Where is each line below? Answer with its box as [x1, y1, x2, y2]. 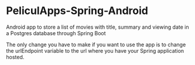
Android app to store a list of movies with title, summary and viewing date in [6, 23, 189, 30]
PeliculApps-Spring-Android [6, 4, 148, 18]
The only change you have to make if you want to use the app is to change [6, 41, 186, 48]
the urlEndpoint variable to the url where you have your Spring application [6, 47, 184, 54]
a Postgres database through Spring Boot [6, 29, 107, 36]
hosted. [6, 53, 25, 60]
